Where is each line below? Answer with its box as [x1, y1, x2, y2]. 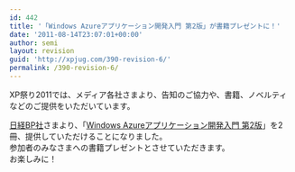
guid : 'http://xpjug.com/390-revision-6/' [9, 55, 171, 64]
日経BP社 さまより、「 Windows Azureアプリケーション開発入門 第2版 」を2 [9, 119, 283, 131]
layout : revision [9, 47, 75, 56]
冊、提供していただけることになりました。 [9, 131, 168, 141]
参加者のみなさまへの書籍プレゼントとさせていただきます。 [9, 141, 230, 153]
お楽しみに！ [9, 153, 57, 164]
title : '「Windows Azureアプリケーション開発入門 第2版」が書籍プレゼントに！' [9, 22, 281, 31]
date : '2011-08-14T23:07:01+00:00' [9, 30, 143, 39]
